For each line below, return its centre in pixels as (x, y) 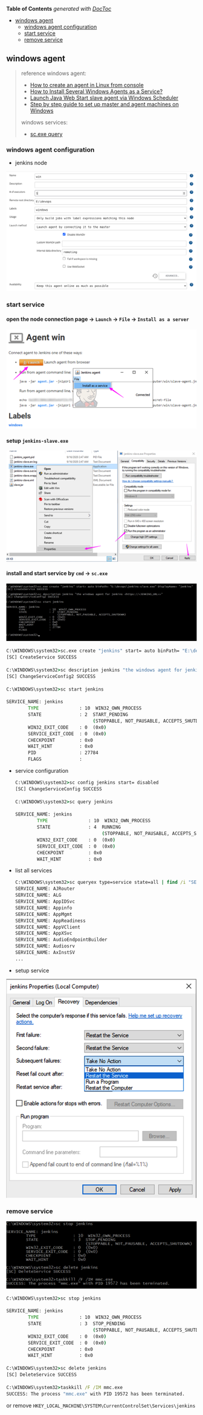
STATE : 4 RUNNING (79, 827)
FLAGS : (55, 759)
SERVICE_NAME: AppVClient (47, 927)
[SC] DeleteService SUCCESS (42, 1375)
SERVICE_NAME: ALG (38, 895)
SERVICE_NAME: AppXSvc (43, 933)
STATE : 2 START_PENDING (78, 715)
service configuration (42, 771)
